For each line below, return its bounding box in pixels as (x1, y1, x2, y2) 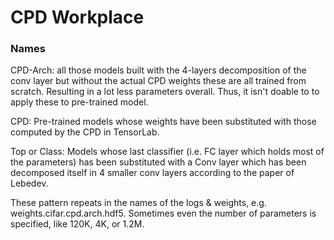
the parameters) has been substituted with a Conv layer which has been (10, 156, 307, 168)
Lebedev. (10, 177, 49, 190)
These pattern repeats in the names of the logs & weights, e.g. (10, 197, 267, 209)
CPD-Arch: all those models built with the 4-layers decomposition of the (10, 64, 307, 76)
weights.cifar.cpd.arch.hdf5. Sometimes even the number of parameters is (10, 207, 317, 220)
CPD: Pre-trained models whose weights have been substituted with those (10, 116, 317, 128)
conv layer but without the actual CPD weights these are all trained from (10, 75, 307, 87)
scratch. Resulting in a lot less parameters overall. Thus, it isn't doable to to (10, 86, 320, 98)
